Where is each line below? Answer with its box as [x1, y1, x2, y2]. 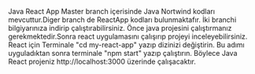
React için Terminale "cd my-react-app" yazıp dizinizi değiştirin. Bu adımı [8, 40, 246, 50]
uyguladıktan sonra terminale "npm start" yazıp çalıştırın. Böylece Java [8, 49, 238, 57]
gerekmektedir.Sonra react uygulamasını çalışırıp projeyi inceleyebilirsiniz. [8, 31, 248, 41]
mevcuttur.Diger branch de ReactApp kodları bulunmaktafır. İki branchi [8, 15, 237, 24]
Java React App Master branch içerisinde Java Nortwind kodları [8, 7, 215, 16]
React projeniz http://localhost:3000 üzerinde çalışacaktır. [8, 57, 197, 66]
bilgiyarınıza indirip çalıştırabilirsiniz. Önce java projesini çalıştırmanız [8, 24, 232, 32]
